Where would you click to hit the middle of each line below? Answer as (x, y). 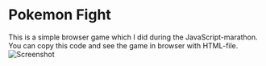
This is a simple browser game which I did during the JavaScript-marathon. (133, 37)
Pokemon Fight (60, 15)
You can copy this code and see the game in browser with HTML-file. (123, 45)
